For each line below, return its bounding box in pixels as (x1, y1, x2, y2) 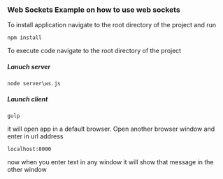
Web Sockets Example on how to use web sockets (7, 5, 180, 15)
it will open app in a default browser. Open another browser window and (7, 124, 215, 134)
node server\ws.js (7, 80, 61, 87)
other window (7, 166, 47, 174)
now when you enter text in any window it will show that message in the (7, 158, 214, 166)
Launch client (7, 94, 48, 103)
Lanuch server (7, 62, 51, 71)
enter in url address (7, 132, 64, 141)
